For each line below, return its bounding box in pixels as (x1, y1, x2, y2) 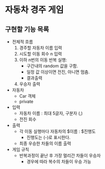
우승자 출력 (19, 81, 40, 87)
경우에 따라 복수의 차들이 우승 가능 (26, 159, 91, 164)
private (19, 99, 34, 104)
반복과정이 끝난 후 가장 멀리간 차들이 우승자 (19, 153, 101, 158)
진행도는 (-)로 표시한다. (26, 135, 71, 140)
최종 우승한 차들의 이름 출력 (19, 141, 71, 146)
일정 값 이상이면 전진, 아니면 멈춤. (26, 69, 90, 75)
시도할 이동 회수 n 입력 (19, 51, 62, 56)
